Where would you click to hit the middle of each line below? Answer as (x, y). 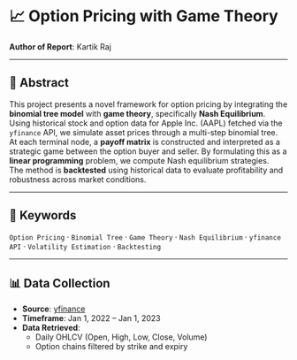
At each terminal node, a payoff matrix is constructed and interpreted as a (145, 142)
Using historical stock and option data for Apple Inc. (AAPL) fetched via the (146, 123)
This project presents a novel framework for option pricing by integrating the (148, 104)
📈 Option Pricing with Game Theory (144, 16)
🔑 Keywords (43, 215)
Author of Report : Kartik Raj (61, 46)
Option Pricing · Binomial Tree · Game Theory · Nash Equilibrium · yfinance (145, 237)
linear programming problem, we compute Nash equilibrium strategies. (139, 160)
